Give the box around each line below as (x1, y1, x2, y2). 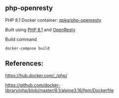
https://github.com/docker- (5, 82, 61, 88)
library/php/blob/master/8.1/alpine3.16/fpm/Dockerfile (5, 87, 114, 93)
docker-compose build (5, 46, 50, 51)
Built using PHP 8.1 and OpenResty (5, 27, 76, 33)
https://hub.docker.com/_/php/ (5, 72, 68, 78)
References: (5, 59, 43, 68)
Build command (5, 36, 37, 42)
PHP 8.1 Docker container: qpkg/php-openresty (5, 17, 102, 23)
